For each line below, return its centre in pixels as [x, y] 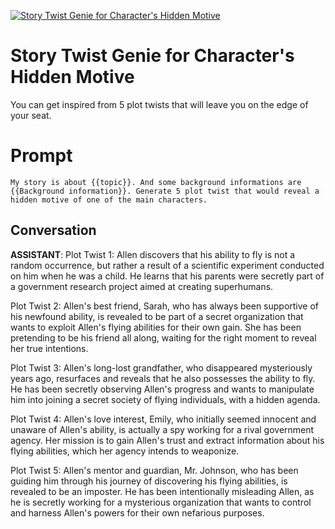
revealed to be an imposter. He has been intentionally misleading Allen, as [162, 491]
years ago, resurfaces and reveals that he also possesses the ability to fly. [163, 378]
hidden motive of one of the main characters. [109, 200]
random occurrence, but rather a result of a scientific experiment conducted [167, 265]
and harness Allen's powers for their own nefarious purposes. [137, 512]
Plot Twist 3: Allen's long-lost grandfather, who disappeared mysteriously [161, 367]
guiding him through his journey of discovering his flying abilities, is [149, 481]
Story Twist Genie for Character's [152, 56]
